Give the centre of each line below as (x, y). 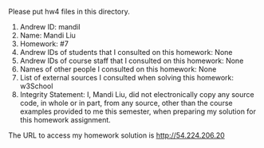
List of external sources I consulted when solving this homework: (126, 78)
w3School (36, 86)
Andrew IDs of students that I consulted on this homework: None (126, 52)
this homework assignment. (65, 120)
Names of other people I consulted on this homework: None (118, 69)
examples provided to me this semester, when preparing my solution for (138, 111)
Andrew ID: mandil (50, 27)
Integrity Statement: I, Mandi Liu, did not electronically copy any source (137, 94)
